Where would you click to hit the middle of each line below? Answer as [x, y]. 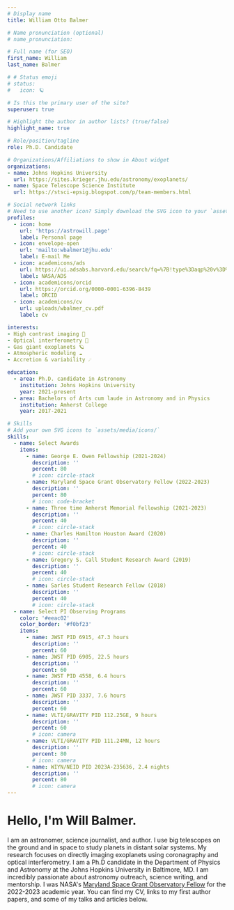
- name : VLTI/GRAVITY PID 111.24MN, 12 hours [93, 741]
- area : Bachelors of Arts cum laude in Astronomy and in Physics [112, 398]
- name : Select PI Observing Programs [70, 611]
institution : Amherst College [64, 405]
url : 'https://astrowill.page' [65, 230]
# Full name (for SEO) [40, 52]
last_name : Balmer [34, 65]
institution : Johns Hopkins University [78, 385]
